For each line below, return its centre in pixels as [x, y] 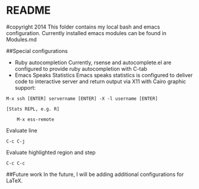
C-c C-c [16, 163]
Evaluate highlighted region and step [51, 152]
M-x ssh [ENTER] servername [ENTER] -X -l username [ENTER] [82, 99]
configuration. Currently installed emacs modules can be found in [86, 33]
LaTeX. [15, 180]
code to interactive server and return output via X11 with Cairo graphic [100, 81]
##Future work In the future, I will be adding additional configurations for [95, 174]
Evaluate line [22, 130]
